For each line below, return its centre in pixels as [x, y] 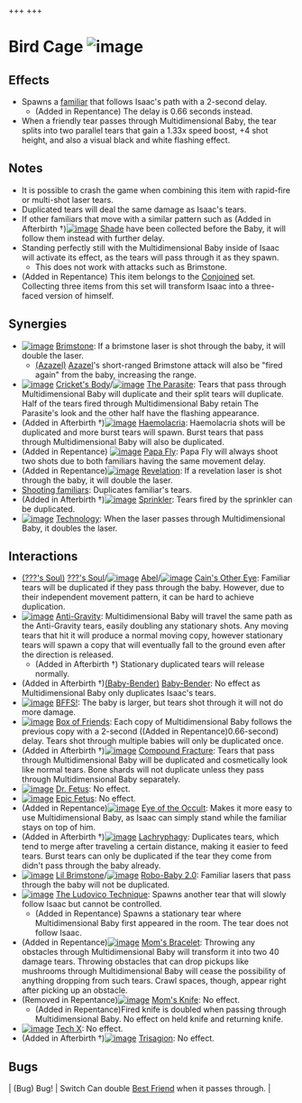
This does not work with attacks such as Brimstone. [131, 266]
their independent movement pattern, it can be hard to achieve [137, 598]
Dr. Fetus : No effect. [93, 789]
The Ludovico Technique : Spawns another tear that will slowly [171, 894]
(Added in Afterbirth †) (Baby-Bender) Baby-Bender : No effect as [141, 683]
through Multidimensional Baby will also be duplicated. [123, 441]
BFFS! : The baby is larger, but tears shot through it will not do [170, 703]
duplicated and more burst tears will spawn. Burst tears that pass [142, 432]
